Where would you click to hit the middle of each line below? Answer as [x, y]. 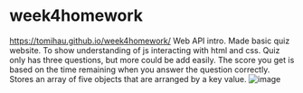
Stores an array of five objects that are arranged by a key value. [128, 79]
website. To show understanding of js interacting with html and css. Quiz [145, 50]
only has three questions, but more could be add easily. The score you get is [152, 60]
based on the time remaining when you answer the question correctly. [140, 70]
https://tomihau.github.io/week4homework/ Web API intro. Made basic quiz [150, 41]
